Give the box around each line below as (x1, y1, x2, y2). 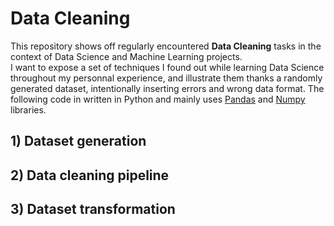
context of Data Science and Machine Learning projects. (10, 50, 243, 62)
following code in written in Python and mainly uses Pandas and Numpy (10, 93, 306, 105)
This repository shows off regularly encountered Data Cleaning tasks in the (10, 40, 322, 52)
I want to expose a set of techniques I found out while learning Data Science (10, 61, 325, 73)
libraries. (10, 103, 47, 116)
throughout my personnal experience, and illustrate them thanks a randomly (10, 72, 323, 84)
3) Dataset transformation (10, 201, 176, 218)
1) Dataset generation (10, 133, 147, 150)
